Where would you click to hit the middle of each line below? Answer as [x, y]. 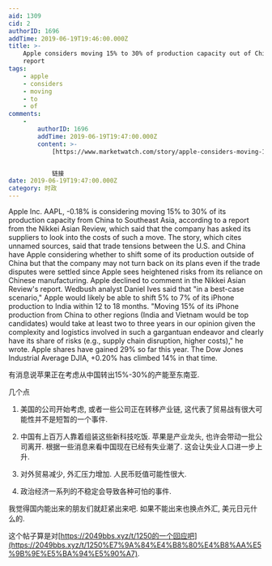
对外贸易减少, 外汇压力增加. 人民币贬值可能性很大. [103, 474]
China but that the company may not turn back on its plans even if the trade [134, 263]
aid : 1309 [25, 16]
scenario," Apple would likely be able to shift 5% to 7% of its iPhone [121, 298]
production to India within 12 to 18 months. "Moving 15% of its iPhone [123, 306]
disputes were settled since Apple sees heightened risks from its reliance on [136, 272]
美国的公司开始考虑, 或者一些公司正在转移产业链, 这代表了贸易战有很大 [138, 409]
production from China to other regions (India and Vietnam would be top [129, 315]
